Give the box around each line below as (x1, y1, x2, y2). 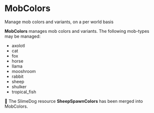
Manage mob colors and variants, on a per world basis (4, 19, 114, 25)
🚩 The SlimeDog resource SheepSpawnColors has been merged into (4, 98, 143, 104)
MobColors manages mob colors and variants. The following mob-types (4, 28, 150, 34)
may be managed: (4, 33, 41, 39)
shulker (11, 84, 27, 89)
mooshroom (11, 68, 36, 74)
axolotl (11, 42, 25, 48)
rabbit (11, 73, 24, 79)
